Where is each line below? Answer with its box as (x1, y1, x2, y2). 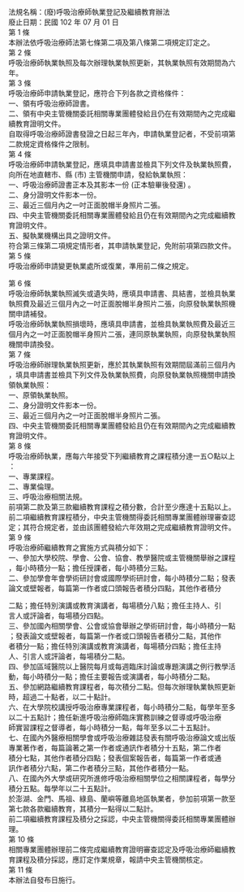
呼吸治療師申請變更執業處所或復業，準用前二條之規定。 (8, 261, 193, 271)
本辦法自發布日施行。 (8, 875, 79, 885)
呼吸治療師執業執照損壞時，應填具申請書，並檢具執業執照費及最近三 (8, 320, 236, 329)
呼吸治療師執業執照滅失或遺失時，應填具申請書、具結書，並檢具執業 (8, 289, 236, 298)
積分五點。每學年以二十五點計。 (8, 784, 115, 793)
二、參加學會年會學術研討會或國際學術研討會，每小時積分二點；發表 (8, 573, 236, 583)
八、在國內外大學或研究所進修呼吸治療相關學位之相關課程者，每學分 (8, 773, 236, 783)
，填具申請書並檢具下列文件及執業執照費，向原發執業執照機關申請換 (8, 370, 236, 380)
